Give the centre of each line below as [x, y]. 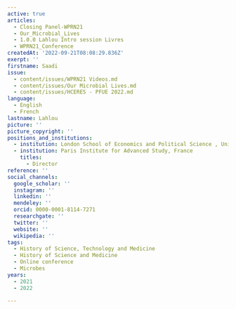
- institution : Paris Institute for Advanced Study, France [103, 151]
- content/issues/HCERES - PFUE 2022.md [73, 92]
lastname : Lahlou [33, 118]
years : [17, 275]
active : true [26, 14]
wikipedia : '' [34, 236]
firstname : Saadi [33, 66]
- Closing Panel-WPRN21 [48, 27]
